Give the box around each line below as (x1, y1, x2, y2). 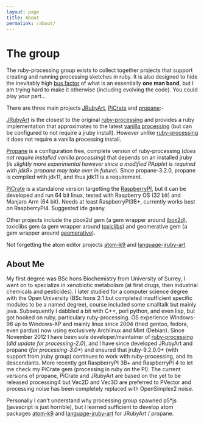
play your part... (6, 93, 46, 100)
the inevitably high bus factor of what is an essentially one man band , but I (6, 80, 194, 87)
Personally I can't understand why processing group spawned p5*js (6, 397, 177, 404)
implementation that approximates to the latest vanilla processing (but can (6, 123, 192, 130)
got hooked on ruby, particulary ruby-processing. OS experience (6, 314, 169, 321)
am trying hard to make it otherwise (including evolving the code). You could (6, 86, 198, 93)
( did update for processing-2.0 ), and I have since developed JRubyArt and (6, 339, 193, 347)
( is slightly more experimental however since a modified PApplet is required (6, 160, 196, 168)
